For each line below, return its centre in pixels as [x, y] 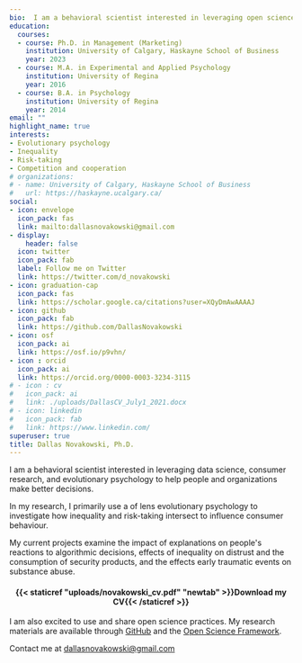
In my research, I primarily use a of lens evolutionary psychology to [133, 506]
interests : [30, 135]
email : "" [28, 118]
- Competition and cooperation [68, 168]
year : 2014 [46, 110]
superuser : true [40, 436]
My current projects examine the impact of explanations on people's [136, 543]
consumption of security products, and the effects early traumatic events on [151, 562]
